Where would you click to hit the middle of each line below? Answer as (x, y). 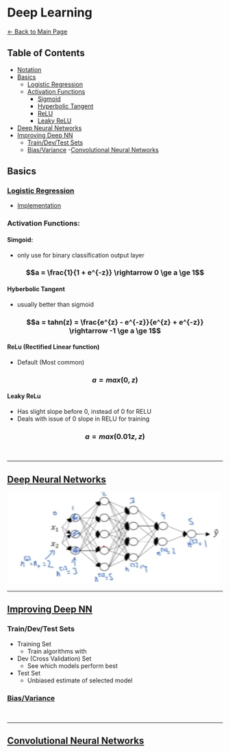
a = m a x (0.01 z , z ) (115, 436)
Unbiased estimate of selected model (80, 680)
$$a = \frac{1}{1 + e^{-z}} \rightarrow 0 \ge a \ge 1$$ (115, 273)
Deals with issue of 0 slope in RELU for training (83, 419)
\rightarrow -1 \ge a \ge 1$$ (115, 330)
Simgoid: (20, 239)
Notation (29, 69)
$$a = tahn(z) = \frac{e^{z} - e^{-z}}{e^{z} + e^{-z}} (115, 322)
